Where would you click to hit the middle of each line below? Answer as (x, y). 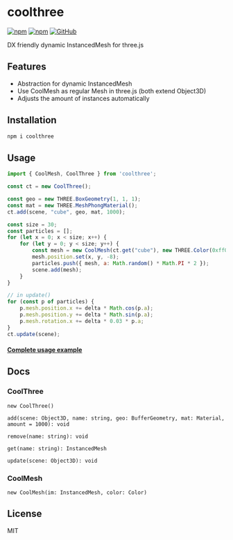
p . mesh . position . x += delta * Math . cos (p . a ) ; (87, 308)
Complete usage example (45, 350)
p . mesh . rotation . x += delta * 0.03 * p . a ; (82, 321)
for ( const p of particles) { (51, 302)
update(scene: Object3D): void (52, 461)
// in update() (29, 295)
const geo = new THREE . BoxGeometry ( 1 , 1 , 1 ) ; (74, 199)
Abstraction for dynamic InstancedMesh (75, 84)
